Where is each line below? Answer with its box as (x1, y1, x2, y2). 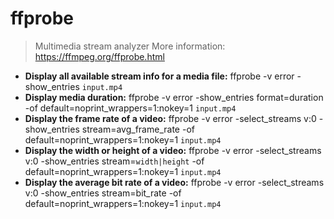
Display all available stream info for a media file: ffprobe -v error (24, 70, 295, 82)
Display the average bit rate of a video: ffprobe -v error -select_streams (24, 176, 325, 188)
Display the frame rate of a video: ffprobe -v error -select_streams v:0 (24, 112, 317, 124)
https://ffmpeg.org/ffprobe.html (34, 50, 165, 62)
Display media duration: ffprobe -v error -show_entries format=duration (24, 91, 324, 103)
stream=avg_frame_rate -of (81, 123, 195, 135)
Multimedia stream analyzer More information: (34, 40, 226, 52)
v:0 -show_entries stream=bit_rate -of (24, 187, 182, 199)
